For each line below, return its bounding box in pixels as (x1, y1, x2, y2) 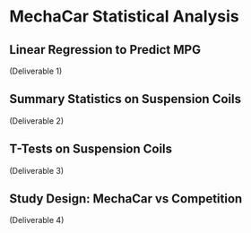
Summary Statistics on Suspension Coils (9, 91, 242, 107)
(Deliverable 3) (9, 165, 65, 176)
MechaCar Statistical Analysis (9, 6, 239, 27)
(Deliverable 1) (9, 65, 63, 76)
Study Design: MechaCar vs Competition (9, 191, 243, 207)
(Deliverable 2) (9, 115, 65, 126)
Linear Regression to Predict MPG (9, 42, 202, 57)
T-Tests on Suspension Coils (9, 142, 173, 157)
